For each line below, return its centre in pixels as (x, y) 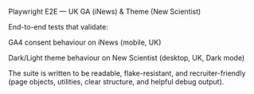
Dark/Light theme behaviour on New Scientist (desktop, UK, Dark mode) (127, 58)
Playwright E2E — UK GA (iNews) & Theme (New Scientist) (105, 12)
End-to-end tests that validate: (59, 27)
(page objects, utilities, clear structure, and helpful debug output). (116, 82)
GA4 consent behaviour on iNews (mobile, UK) (85, 42)
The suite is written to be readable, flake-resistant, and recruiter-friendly (127, 73)
